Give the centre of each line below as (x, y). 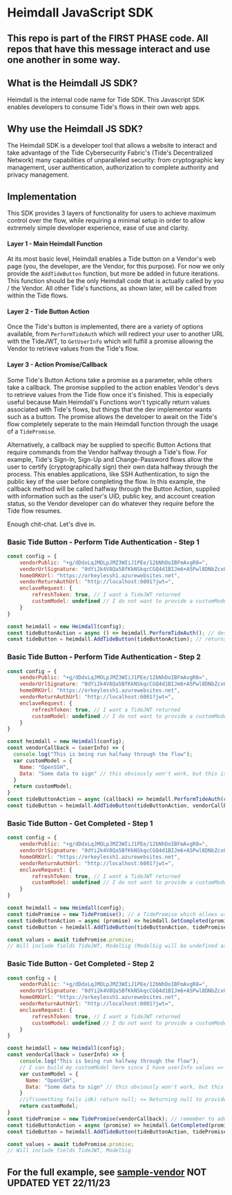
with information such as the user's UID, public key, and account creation (111, 496)
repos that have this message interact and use (109, 49)
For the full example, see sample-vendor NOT (107, 1172)
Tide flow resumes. (35, 511)
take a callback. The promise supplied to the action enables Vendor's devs (113, 387)
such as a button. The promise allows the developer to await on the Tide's (112, 416)
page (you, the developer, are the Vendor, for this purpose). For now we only (116, 266)
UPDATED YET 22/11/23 (59, 1183)
